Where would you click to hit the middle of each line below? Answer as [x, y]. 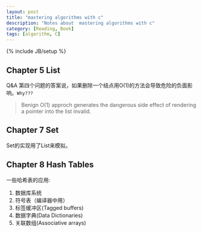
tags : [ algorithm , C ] [33, 34]
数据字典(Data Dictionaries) [49, 215]
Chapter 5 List [33, 70]
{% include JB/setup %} [36, 51]
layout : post [23, 12]
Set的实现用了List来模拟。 [39, 145]
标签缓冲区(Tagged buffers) [49, 207]
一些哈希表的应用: [28, 180]
